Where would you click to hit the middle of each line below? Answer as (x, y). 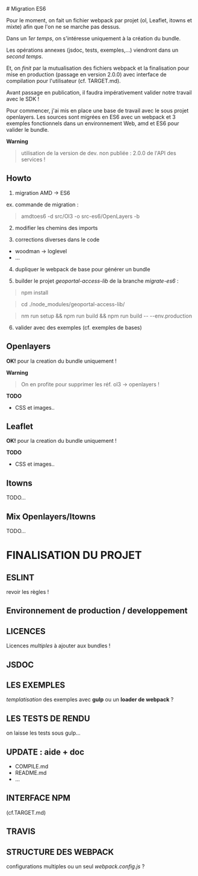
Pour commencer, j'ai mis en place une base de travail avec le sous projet (97, 110)
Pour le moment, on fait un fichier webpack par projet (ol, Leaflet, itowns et (99, 20)
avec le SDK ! (23, 99)
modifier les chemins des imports (56, 227)
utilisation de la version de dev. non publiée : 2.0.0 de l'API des (98, 153)
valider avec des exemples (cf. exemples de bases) (79, 327)
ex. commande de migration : (42, 205)
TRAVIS (21, 832)
